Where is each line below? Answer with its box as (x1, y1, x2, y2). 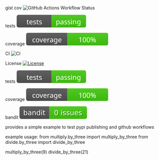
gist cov (5, 5, 22, 11)
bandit (5, 114, 19, 120)
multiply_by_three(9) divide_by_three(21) (5, 149, 89, 155)
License (5, 61, 22, 66)
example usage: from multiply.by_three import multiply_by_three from (5, 134, 148, 140)
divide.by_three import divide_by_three (5, 139, 85, 145)
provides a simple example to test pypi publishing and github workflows (5, 124, 154, 130)
